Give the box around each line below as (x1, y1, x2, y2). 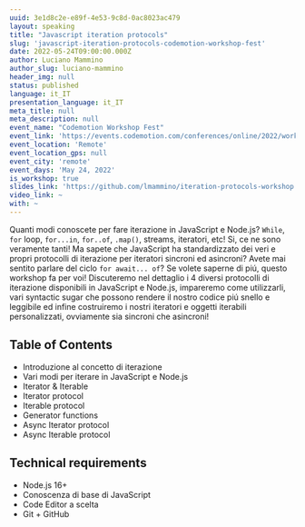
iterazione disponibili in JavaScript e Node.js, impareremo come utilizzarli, (9, 282, 286, 293)
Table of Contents (9, 337, 113, 353)
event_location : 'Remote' (9, 140, 107, 149)
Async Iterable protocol (22, 429, 111, 440)
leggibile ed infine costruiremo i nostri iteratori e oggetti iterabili (9, 301, 247, 312)
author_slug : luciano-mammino (9, 65, 124, 74)
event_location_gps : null (9, 148, 107, 157)
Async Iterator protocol (22, 419, 110, 430)
